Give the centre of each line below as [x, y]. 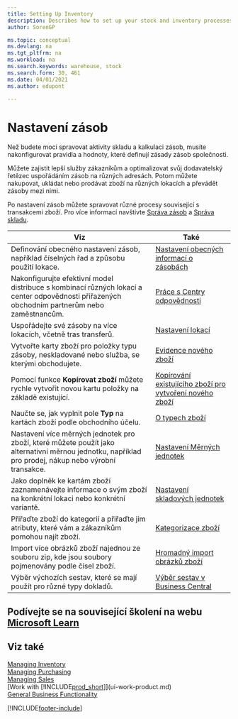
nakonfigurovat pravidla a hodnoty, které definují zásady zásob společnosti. [118, 155]
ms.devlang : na [30, 47]
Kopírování [173, 375]
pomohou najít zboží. [46, 537]
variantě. [25, 507]
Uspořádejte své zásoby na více [64, 326]
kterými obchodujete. [46, 364]
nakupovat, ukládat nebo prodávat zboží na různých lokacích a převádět [113, 183]
